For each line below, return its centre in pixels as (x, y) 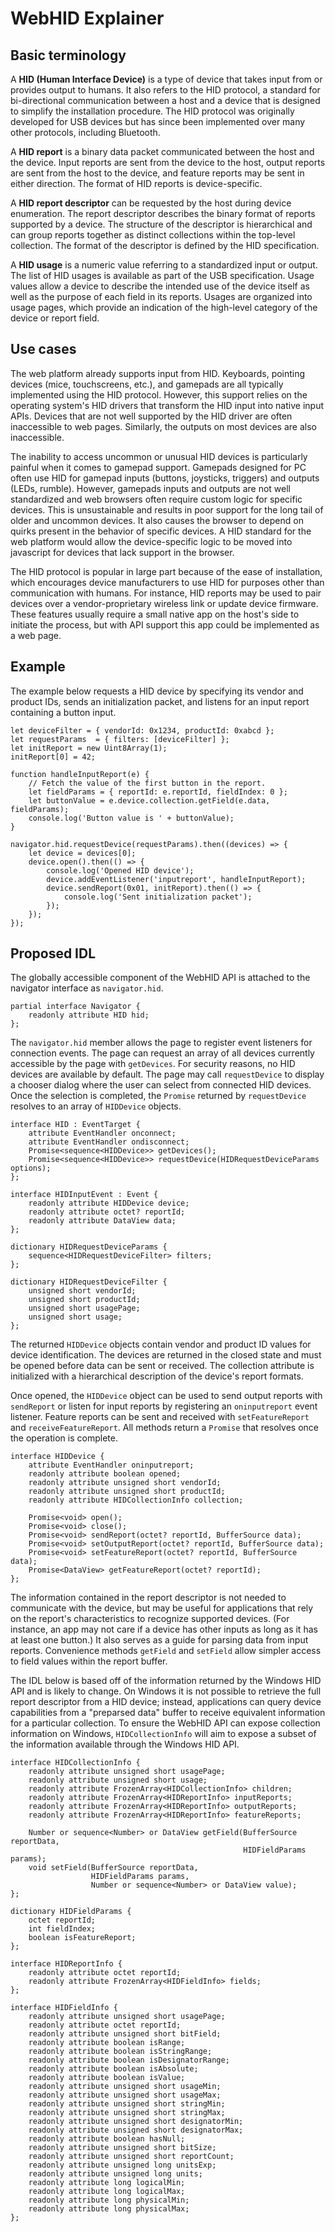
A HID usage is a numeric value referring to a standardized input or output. (164, 265)
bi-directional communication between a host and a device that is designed (165, 100)
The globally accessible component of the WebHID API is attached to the (160, 978)
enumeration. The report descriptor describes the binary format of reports (163, 213)
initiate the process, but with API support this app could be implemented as (165, 624)
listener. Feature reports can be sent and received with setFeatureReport (160, 1417)
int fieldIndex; (62, 1929)
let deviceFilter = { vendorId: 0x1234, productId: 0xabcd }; (142, 730)
